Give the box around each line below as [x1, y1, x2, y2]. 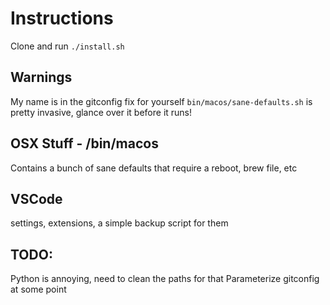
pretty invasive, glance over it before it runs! [10, 106, 193, 118]
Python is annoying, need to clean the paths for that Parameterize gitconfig [10, 273, 320, 285]
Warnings [10, 69, 73, 86]
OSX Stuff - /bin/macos [10, 135, 159, 152]
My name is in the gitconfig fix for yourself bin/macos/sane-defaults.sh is [10, 95, 313, 107]
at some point [10, 283, 67, 296]
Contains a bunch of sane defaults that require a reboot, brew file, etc [10, 162, 298, 174]
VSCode [10, 190, 63, 207]
